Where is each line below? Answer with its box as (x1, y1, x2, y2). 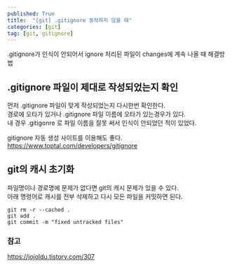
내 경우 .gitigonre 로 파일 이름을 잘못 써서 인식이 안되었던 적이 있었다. (7, 119, 197, 127)
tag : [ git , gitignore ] (7, 29, 74, 37)
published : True (7, 10, 55, 18)
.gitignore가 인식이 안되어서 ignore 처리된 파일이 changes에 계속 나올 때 (7, 50, 207, 58)
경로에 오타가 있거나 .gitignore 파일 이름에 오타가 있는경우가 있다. (7, 110, 186, 119)
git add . (7, 212, 36, 220)
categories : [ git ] (7, 23, 61, 30)
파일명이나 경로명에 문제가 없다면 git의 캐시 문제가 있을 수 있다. (7, 183, 179, 192)
